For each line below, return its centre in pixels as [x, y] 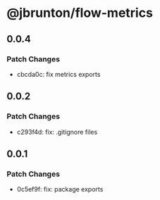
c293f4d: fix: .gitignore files [57, 132]
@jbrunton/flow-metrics [80, 13]
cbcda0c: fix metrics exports [59, 74]
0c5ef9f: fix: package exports [60, 189]
